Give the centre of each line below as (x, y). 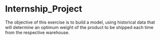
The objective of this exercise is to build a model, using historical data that (80, 22)
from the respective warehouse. (37, 32)
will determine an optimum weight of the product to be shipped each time (79, 27)
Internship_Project (44, 9)
